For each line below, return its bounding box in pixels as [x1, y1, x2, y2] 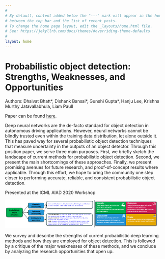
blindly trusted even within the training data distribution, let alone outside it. [5, 133, 158, 139]
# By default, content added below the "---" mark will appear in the [5, 13, 153, 18]
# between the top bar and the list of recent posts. [5, 18, 118, 23]
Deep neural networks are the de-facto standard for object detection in [5, 122, 149, 128]
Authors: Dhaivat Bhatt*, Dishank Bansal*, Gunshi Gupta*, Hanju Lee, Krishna [5, 98, 160, 104]
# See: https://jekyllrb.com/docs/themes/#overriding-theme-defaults [5, 29, 151, 34]
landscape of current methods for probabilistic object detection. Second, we [5, 154, 160, 160]
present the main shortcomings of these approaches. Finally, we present [5, 159, 152, 165]
